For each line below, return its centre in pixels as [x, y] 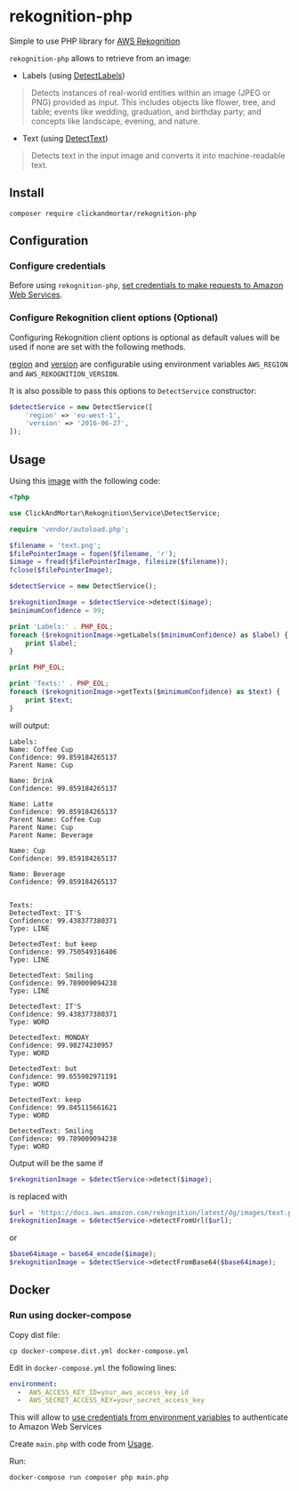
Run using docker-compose [70, 1316]
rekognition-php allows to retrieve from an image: [101, 58]
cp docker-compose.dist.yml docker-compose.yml [99, 1351]
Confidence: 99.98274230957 [61, 1045]
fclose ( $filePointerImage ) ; [61, 570]
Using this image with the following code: [85, 481]
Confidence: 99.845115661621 [63, 1108]
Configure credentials [58, 266]
